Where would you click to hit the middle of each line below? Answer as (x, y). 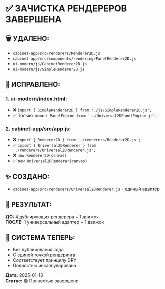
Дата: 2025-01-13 (24, 275)
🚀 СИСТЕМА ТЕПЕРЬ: (40, 238)
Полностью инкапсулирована (44, 266)
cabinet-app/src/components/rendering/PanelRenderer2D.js (74, 59)
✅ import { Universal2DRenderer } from (54, 145)
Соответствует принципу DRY (44, 260)
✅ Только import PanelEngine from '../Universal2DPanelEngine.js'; (85, 115)
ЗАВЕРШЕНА (33, 20)
